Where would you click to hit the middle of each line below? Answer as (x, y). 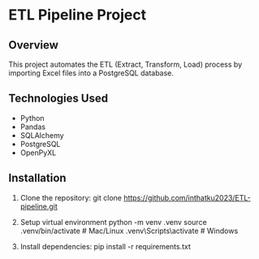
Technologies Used (58, 99)
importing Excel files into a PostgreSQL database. (91, 73)
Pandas (33, 127)
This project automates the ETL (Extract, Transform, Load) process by (125, 64)
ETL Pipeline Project (78, 15)
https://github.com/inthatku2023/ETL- (187, 197)
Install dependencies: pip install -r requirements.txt (105, 246)
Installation (37, 178)
